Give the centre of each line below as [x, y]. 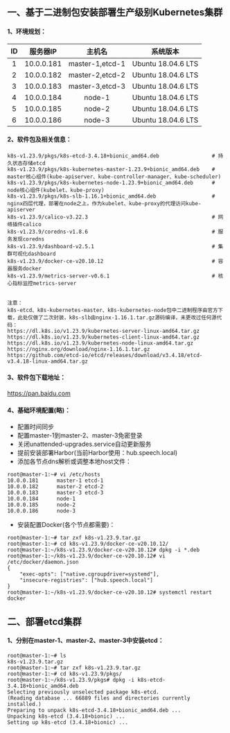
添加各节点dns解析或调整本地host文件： [74, 462]
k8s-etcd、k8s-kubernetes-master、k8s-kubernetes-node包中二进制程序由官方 [113, 310]
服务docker [27, 268]
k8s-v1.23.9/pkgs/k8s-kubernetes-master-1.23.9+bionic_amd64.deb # [111, 169]
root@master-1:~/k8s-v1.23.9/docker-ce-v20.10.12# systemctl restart [110, 593]
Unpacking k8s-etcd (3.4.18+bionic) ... [67, 716]
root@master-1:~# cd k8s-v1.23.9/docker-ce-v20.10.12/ [88, 544]
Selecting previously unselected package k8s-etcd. [83, 692]
